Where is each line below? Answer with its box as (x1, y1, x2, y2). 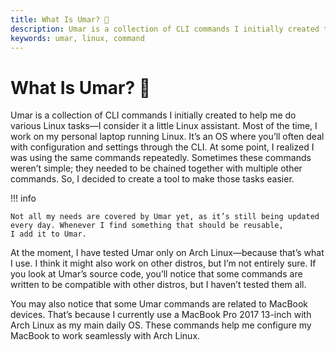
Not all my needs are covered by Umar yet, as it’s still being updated (10, 212, 320, 222)
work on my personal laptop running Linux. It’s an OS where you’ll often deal (10, 131, 325, 143)
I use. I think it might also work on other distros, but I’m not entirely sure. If (10, 257, 317, 270)
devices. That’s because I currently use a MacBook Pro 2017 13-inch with (10, 309, 312, 321)
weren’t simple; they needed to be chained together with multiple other (10, 162, 303, 175)
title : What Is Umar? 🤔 (10, 14, 110, 25)
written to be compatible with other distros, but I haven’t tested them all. (10, 279, 307, 291)
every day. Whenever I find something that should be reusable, (10, 221, 284, 231)
